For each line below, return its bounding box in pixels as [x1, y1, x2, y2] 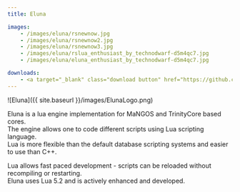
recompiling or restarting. [7, 168, 82, 177]
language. [7, 132, 37, 141]
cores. [7, 117, 26, 126]
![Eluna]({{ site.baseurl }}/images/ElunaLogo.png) [7, 96, 154, 104]
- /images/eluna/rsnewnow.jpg [20, 30, 111, 37]
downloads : [7, 69, 40, 76]
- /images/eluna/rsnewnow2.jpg [20, 36, 114, 44]
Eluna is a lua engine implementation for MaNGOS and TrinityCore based [7, 109, 221, 118]
